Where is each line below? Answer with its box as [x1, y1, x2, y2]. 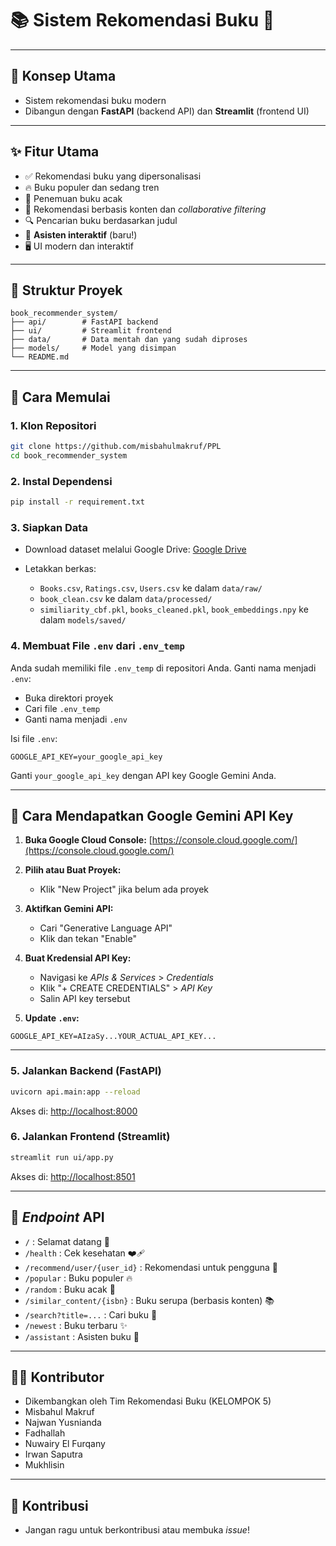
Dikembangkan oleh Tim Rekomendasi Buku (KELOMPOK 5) [24, 1395, 272, 1407]
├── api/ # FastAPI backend [10, 317, 159, 327]
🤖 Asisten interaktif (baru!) [24, 228, 138, 241]
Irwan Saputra [24, 1448, 83, 1461]
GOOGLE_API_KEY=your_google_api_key [10, 752, 163, 762]
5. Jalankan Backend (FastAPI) [10, 1064, 162, 1078]
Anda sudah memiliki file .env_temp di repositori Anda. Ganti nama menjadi [10, 662, 317, 674]
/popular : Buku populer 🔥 [24, 1272, 133, 1284]
